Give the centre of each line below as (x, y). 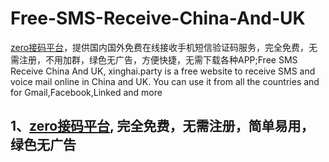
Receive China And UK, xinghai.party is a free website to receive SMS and (163, 71)
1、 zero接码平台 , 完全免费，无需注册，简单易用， (162, 126)
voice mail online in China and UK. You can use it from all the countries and (165, 81)
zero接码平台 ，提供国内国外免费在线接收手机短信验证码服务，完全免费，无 (164, 47)
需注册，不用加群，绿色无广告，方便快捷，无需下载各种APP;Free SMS (154, 59)
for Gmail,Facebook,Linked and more (86, 92)
